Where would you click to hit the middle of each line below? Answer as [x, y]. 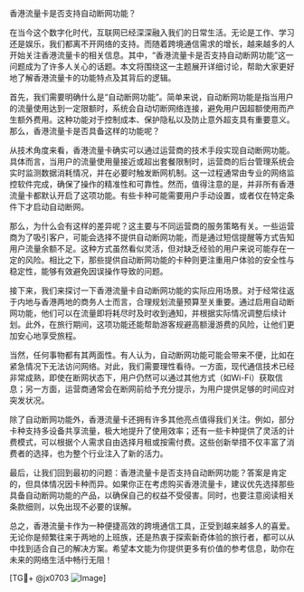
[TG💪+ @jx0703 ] [58, 578]
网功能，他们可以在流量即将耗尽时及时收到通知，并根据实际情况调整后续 [144, 313]
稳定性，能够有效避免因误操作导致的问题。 [89, 271]
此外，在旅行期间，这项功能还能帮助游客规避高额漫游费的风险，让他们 [156, 325]
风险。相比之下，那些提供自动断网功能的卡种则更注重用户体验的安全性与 [160, 260]
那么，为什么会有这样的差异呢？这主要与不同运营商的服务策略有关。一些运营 [152, 226]
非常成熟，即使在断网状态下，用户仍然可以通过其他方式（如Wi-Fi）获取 [142, 377]
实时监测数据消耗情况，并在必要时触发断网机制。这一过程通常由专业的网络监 [152, 173]
